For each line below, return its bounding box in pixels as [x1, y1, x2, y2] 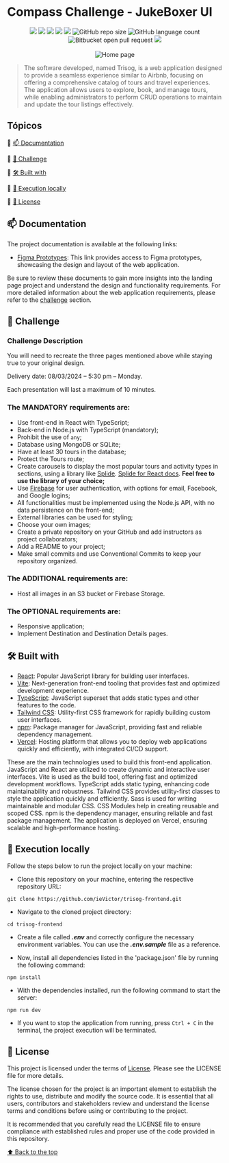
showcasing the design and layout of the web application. [16, 260, 180, 268]
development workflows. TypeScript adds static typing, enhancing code [7, 779, 210, 788]
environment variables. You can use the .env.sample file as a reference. [16, 940, 221, 948]
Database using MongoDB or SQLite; [16, 440, 121, 448]
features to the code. [16, 701, 77, 709]
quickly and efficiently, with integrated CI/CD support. [16, 744, 169, 753]
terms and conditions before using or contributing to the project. [7, 1106, 188, 1115]
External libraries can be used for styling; [16, 513, 133, 521]
